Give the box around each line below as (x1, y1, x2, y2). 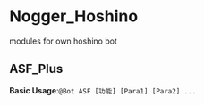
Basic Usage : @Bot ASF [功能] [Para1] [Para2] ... (9, 85, 197, 95)
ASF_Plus (9, 61, 64, 77)
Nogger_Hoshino (9, 6, 139, 27)
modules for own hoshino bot (9, 36, 118, 46)
